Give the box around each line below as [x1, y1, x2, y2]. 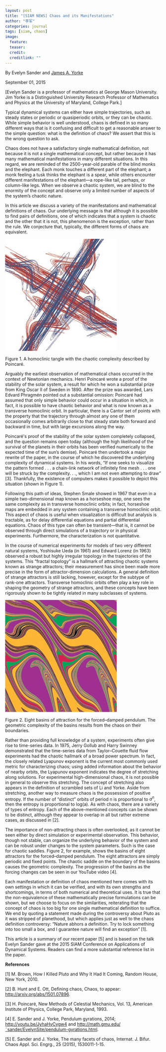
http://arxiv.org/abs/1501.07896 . [5, 991, 70, 997]
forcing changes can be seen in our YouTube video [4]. [5, 869, 118, 875]
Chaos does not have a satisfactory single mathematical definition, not [5, 145, 149, 151]
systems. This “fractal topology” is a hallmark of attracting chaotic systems [5, 558, 159, 564]
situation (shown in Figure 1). [5, 481, 64, 487]
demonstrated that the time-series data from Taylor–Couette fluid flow [5, 747, 149, 753]
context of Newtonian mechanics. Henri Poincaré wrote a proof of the [5, 376, 147, 382]
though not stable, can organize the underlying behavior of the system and [5, 838, 158, 843]
